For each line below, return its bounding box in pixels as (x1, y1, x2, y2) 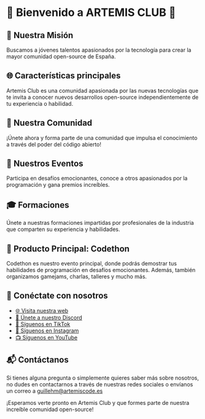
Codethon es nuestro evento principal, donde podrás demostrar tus (6, 260, 177, 267)
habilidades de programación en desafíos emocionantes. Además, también (6, 267, 196, 274)
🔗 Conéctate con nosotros (6, 291, 109, 301)
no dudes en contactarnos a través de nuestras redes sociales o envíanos (6, 380, 193, 388)
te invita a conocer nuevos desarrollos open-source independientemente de (6, 93, 199, 101)
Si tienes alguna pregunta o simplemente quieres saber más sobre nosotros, (6, 374, 199, 382)
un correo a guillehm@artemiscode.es (6, 387, 103, 394)
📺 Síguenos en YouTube (15, 334, 78, 341)
